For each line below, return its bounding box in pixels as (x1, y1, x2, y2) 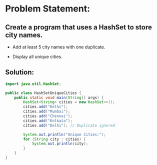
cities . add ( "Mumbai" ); (23, 109, 70, 114)
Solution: (5, 68, 34, 76)
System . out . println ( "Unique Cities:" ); (23, 132, 106, 137)
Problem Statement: (5, 3, 90, 14)
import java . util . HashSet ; (5, 81, 61, 86)
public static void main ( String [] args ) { (14, 95, 104, 100)
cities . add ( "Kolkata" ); (23, 118, 72, 123)
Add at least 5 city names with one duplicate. (12, 44, 105, 50)
